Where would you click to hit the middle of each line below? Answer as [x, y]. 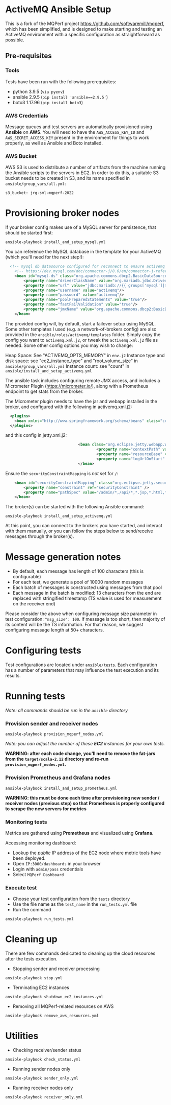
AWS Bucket [21, 156]
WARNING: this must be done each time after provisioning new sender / [82, 797]
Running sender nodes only [41, 1069]
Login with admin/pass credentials [48, 869]
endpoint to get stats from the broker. [45, 391]
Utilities [22, 1036]
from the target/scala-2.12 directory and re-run [57, 759]
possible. [15, 40]
